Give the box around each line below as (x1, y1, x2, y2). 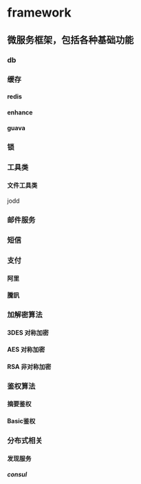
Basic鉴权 (7, 417, 36, 425)
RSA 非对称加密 (7, 362, 52, 370)
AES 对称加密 (7, 345, 45, 354)
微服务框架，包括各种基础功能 (7, 34, 134, 46)
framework (7, 5, 72, 21)
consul (7, 470, 28, 478)
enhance (7, 108, 33, 117)
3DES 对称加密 (7, 328, 50, 336)
